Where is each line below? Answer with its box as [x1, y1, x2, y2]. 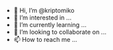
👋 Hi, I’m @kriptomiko [13, 7, 75, 14]
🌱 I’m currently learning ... [13, 21, 87, 28]
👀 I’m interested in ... [13, 14, 72, 22]
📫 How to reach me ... [13, 36, 77, 43]
